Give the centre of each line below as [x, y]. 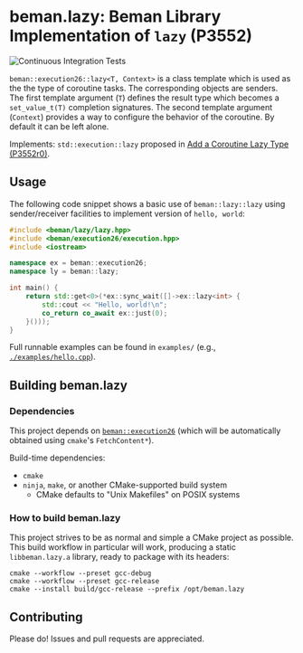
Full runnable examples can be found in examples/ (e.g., [113, 347]
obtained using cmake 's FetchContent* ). [82, 440]
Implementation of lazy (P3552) [131, 36]
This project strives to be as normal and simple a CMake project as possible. [151, 538]
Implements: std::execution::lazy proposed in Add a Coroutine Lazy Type [149, 144]
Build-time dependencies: [57, 458]
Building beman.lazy [69, 385]
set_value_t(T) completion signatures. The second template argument [141, 107]
